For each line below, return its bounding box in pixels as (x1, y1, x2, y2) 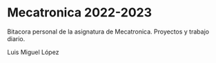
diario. (7, 34, 26, 42)
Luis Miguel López (7, 48, 59, 56)
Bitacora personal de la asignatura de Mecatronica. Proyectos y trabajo (7, 27, 209, 36)
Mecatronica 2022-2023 (7, 5, 153, 21)
